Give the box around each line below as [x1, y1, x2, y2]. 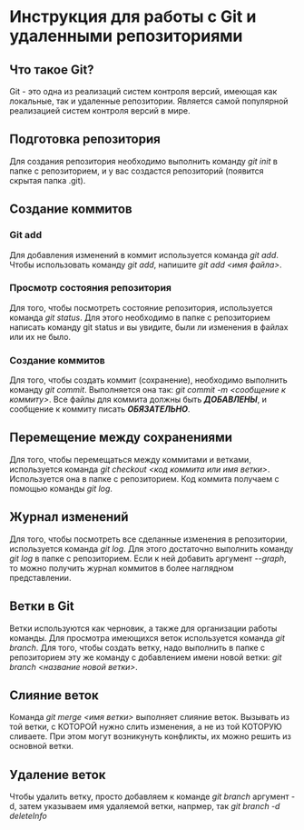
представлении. [9, 572, 72, 583]
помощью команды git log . [9, 483, 113, 494]
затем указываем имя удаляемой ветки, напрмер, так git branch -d [18, 801, 280, 812]
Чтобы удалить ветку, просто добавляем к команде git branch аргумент [9, 791, 289, 802]
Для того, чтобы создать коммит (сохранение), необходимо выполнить [9, 375, 288, 385]
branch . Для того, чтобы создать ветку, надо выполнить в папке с [9, 642, 266, 653]
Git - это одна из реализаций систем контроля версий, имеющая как [9, 86, 278, 96]
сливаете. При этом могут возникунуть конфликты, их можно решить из [9, 731, 292, 742]
